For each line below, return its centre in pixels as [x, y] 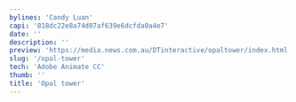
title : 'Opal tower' [48, 83]
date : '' [25, 34]
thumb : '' [28, 75]
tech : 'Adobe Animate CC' [57, 67]
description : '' [39, 42]
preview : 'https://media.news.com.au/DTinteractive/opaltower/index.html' [151, 51]
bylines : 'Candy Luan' [51, 17]
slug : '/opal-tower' [48, 59]
